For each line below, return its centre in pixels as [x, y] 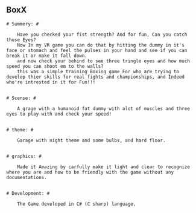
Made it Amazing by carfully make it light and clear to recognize [103, 167]
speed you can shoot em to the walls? [55, 66]
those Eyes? [21, 40]
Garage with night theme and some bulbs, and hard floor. [91, 140]
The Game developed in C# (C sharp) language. [77, 204]
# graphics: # [24, 156]
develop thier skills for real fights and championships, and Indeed [96, 77]
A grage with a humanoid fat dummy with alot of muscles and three [103, 108]
